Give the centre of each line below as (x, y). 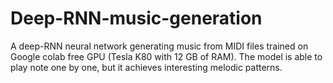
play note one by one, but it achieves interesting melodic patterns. (146, 67)
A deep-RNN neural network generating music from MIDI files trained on (159, 46)
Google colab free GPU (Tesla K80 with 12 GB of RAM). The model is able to (166, 56)
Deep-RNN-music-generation (136, 18)
